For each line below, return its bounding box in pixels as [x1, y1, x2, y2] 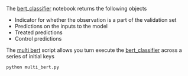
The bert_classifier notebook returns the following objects [6, 5, 147, 12]
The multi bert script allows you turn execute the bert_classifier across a [6, 47, 182, 54]
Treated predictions [14, 29, 63, 36]
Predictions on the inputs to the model [14, 23, 108, 29]
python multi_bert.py [6, 64, 60, 70]
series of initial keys [6, 53, 55, 60]
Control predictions [14, 35, 62, 42]
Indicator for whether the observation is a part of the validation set [14, 16, 177, 23]
